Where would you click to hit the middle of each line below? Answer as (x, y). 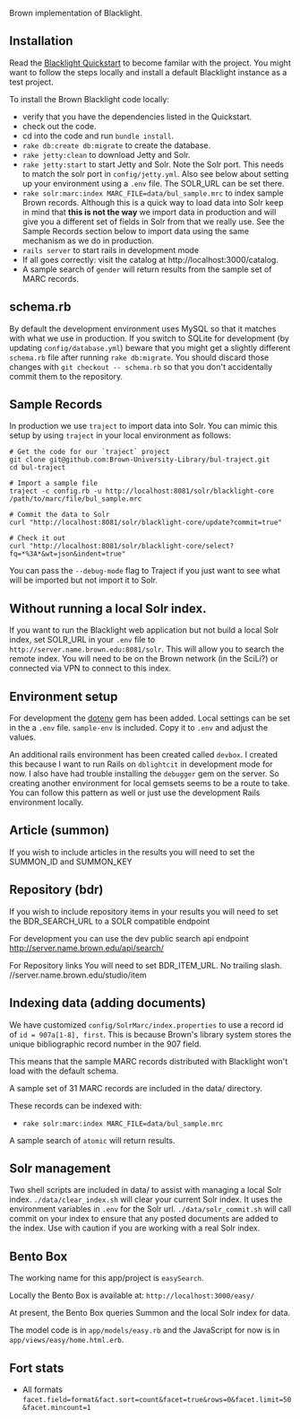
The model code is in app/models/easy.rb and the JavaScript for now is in (145, 1330)
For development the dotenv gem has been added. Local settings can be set (150, 718)
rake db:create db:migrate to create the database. (116, 145)
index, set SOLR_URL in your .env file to (82, 640)
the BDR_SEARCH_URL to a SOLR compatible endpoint (110, 921)
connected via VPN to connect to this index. (90, 669)
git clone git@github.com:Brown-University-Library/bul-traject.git (140, 460)
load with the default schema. (64, 1071)
